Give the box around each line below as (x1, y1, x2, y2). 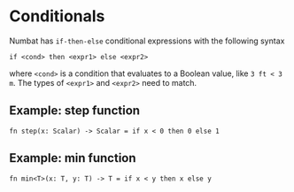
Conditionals (9, 6, 105, 27)
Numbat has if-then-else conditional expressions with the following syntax (9, 35, 285, 46)
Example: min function (9, 150, 136, 165)
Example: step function (9, 104, 140, 119)
